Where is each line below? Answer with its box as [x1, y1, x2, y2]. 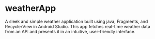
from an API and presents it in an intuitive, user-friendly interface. [5, 29, 136, 34]
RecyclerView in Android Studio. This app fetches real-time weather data [5, 23, 151, 29]
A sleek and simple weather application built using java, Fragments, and [5, 19, 148, 24]
